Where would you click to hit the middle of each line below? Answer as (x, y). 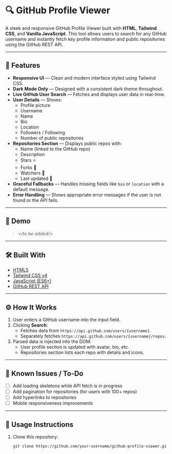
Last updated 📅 (36, 178)
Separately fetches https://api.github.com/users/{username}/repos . (93, 336)
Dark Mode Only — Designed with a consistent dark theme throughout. (88, 89)
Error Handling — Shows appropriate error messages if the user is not (87, 195)
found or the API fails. (36, 200)
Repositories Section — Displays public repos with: (67, 143)
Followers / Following (43, 133)
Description (33, 154)
